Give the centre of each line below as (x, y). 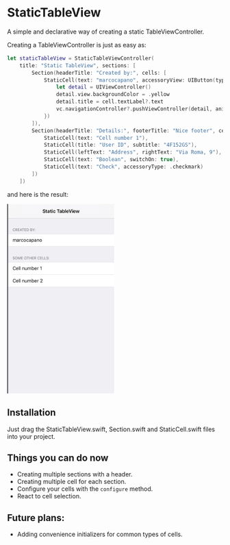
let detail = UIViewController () (104, 87)
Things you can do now (58, 458)
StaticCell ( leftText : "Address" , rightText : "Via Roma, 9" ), (133, 152)
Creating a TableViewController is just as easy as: (77, 45)
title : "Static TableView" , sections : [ (78, 65)
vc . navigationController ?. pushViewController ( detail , (134, 109)
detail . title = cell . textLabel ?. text (110, 102)
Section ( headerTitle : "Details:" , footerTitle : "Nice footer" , (124, 131)
